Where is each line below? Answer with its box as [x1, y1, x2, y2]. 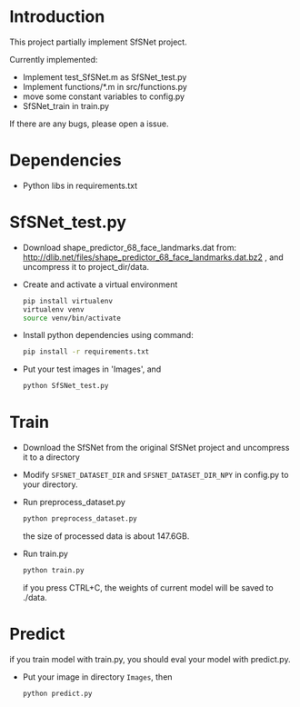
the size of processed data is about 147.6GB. [22, 531, 190, 542]
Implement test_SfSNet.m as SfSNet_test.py [22, 71, 187, 83]
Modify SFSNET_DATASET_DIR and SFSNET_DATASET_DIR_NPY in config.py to [22, 470, 289, 481]
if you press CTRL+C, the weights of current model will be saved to [22, 582, 275, 592]
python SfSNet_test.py [22, 382, 109, 391]
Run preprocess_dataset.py [22, 497, 125, 508]
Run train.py [22, 548, 68, 559]
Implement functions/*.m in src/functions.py [22, 81, 188, 92]
